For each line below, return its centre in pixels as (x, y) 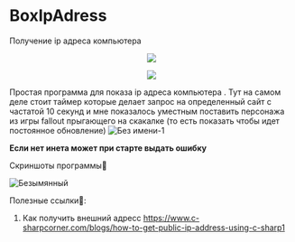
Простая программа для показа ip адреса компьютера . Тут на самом (145, 92)
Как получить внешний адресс (82, 218)
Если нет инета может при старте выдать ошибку (108, 148)
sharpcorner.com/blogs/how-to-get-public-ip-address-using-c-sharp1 (154, 228)
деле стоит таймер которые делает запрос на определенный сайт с (141, 101)
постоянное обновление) (58, 130)
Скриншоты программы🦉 (58, 165)
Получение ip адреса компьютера (75, 41)
